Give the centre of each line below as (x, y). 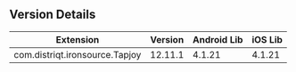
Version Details (53, 15)
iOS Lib (267, 39)
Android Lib (218, 39)
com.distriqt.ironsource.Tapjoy (78, 54)
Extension (78, 39)
